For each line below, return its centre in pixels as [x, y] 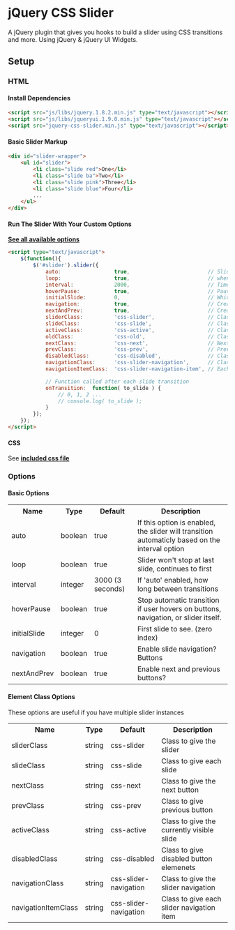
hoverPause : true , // [130, 291]
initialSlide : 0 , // [130, 298]
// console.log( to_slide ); [100, 401]
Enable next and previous [179, 669]
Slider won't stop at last [176, 560]
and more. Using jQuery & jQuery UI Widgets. [73, 39]
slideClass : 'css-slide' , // [130, 323]
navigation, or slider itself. [179, 617]
